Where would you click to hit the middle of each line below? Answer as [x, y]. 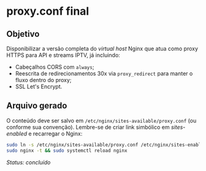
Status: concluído [29, 162]
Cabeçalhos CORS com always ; [55, 67]
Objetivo [23, 34]
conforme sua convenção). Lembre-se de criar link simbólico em [88, 127]
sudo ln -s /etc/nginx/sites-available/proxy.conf [72, 145]
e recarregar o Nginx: [55, 134]
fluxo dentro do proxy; [43, 80]
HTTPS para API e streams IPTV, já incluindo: [63, 55]
